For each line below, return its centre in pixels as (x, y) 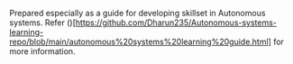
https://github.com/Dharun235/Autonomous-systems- (176, 23)
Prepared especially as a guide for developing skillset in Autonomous (137, 13)
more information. (42, 51)
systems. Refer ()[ (43, 23)
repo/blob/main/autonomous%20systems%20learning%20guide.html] (141, 41)
